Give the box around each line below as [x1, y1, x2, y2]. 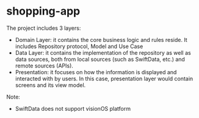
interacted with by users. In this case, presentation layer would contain [15, 75, 194, 82]
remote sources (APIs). [15, 62, 73, 69]
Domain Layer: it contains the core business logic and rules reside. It [15, 36, 187, 43]
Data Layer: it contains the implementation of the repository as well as [15, 49, 191, 56]
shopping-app [6, 4, 81, 18]
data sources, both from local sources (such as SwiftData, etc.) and [15, 55, 185, 63]
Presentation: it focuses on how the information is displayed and [15, 68, 177, 75]
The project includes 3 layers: [6, 24, 81, 32]
